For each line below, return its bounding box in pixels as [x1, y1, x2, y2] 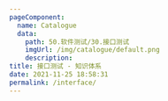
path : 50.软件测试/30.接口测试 [25, 37, 130, 47]
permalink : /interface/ [9, 78, 97, 87]
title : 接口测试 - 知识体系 [9, 62, 102, 71]
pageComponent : [9, 12, 65, 22]
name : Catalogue [17, 21, 77, 30]
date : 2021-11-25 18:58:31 [9, 70, 109, 79]
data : [17, 29, 38, 38]
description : [25, 54, 73, 62]
